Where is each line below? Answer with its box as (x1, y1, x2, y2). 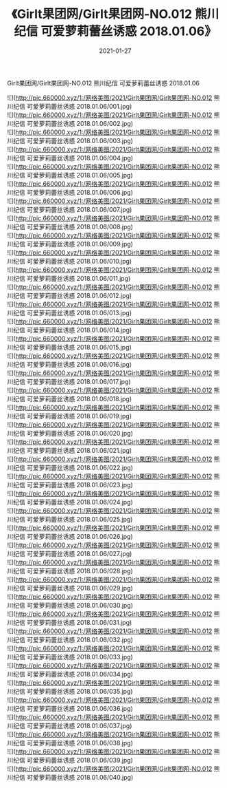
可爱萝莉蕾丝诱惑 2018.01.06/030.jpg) (26, 601, 134, 609)
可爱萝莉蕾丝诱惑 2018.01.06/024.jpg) (26, 498, 134, 506)
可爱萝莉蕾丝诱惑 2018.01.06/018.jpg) (26, 394, 132, 403)
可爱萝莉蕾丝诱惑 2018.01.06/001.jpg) (26, 102, 132, 110)
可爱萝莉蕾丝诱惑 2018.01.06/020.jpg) (26, 429, 134, 437)
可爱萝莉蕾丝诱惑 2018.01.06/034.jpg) (26, 670, 134, 678)
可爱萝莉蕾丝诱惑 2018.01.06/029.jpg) (26, 584, 134, 592)
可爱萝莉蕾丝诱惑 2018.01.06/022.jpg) (26, 463, 134, 471)
